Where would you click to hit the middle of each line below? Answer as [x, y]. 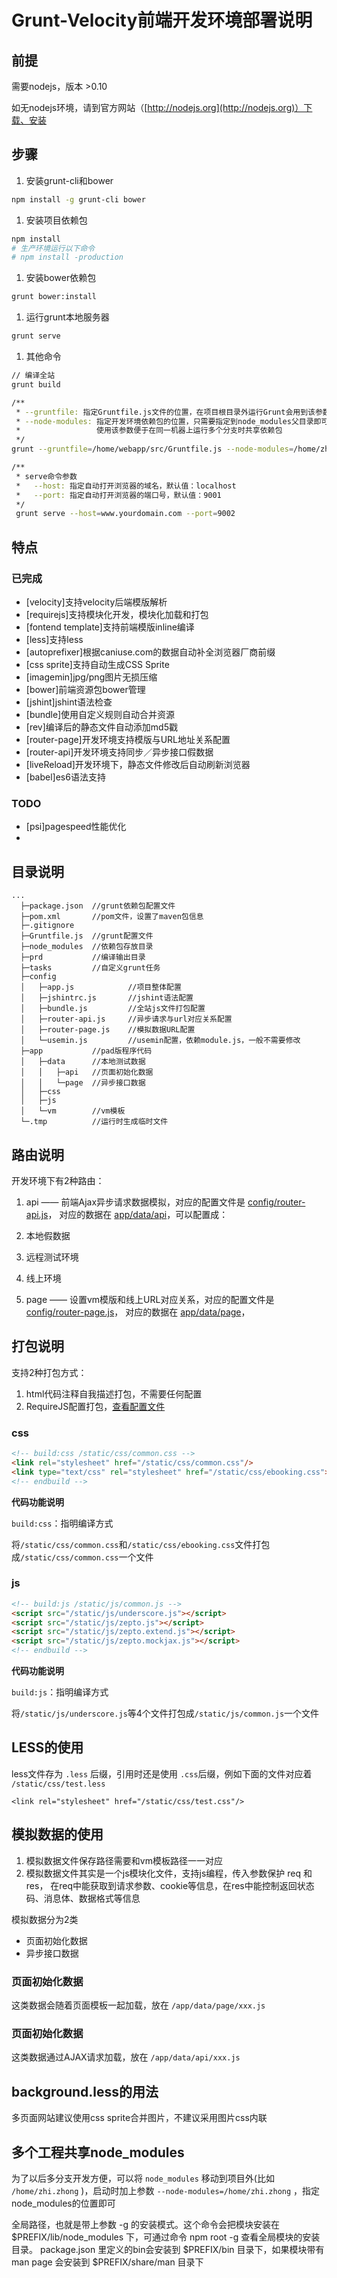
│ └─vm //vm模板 [73, 1111]
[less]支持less [54, 639]
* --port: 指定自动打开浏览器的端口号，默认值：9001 [118, 495]
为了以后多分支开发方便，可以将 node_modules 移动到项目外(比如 [143, 2178]
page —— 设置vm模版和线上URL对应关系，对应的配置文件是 [150, 1299]
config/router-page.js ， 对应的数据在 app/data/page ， [138, 1312]
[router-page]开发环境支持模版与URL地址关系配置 [128, 739]
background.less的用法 [85, 2091]
